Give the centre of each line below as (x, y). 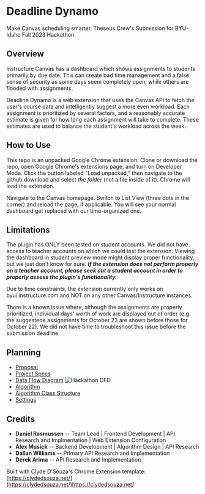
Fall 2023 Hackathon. (49, 34)
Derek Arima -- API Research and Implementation (78, 459)
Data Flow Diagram (39, 380)
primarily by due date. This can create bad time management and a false (98, 75)
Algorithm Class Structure (48, 393)
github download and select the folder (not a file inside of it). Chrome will (98, 179)
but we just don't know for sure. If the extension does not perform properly (102, 264)
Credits (21, 419)
